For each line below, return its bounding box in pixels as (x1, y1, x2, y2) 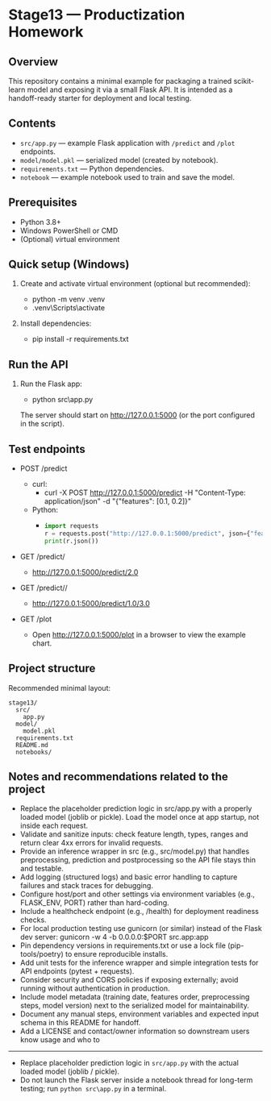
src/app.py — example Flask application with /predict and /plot (19, 138, 236, 147)
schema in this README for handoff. (19, 1018, 141, 1028)
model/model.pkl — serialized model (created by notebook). (19, 155, 219, 164)
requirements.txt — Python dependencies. (19, 164, 165, 173)
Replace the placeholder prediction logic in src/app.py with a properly (19, 804, 252, 813)
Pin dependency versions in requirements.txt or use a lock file (19, 941, 226, 950)
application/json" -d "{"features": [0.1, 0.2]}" (44, 496, 192, 506)
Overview (8, 55, 59, 69)
